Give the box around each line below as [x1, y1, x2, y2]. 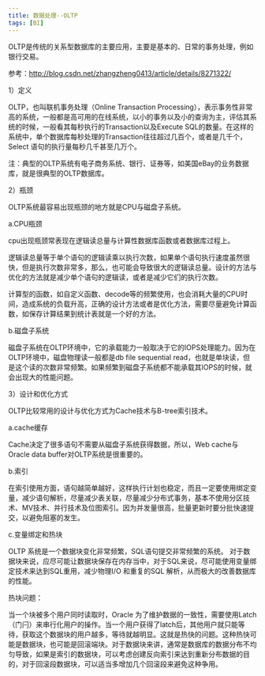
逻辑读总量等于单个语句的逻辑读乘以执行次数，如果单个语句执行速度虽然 [8, 253, 243, 262]
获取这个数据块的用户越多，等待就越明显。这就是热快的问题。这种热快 [21, 629, 250, 639]
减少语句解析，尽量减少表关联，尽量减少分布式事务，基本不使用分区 [21, 492, 243, 503]
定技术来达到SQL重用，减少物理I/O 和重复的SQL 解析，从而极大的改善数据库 [8, 566, 256, 575]
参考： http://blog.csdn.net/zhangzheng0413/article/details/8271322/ [8, 68, 232, 78]
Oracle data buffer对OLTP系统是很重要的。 [8, 449, 147, 459]
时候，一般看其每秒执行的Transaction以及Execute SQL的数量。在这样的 [21, 122, 254, 131]
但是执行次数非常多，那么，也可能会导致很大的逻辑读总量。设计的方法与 [21, 262, 257, 272]
